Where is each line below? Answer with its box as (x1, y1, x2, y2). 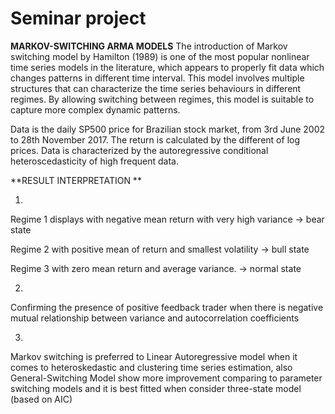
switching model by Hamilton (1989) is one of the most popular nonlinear (10, 50, 310, 62)
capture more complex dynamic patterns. (10, 103, 181, 116)
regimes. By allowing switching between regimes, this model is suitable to (10, 93, 315, 105)
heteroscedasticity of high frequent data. (10, 155, 180, 167)
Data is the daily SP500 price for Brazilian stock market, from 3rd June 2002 (10, 123, 326, 135)
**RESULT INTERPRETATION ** (10, 174, 142, 186)
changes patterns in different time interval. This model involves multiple (10, 72, 305, 84)
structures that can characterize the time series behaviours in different (10, 82, 302, 94)
